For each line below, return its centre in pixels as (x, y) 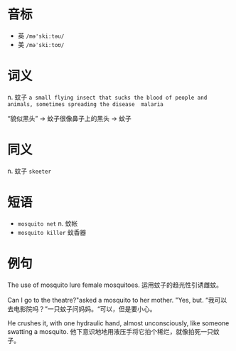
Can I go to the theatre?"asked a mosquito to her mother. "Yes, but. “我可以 (117, 300)
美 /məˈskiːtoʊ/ (41, 44)
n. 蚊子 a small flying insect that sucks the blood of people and (107, 97)
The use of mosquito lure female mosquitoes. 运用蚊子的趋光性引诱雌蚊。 (115, 285)
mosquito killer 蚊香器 (52, 232)
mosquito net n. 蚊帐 (48, 223)
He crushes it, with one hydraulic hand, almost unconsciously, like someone (118, 323)
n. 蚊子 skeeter (29, 171)
